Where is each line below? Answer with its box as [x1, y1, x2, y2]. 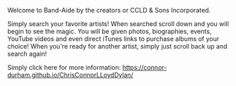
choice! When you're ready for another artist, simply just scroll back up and [7, 42, 227, 50]
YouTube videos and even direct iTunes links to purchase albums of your [7, 35, 220, 43]
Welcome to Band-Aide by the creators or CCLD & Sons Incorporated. [7, 6, 211, 14]
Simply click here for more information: [7, 63, 121, 71]
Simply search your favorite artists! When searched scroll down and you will [7, 20, 229, 27]
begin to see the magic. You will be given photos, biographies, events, [7, 27, 212, 35]
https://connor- [122, 63, 167, 71]
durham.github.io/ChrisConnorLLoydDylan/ [7, 70, 133, 79]
